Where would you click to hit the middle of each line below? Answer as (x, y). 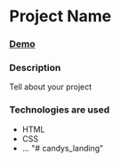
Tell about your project (51, 87)
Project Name (60, 16)
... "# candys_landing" (63, 148)
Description (35, 68)
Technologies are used (60, 110)
